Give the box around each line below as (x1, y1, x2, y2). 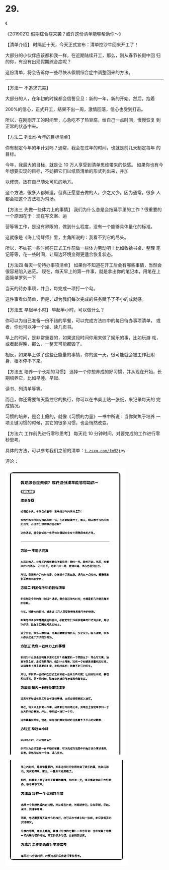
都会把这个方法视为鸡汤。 (5, 195, 58, 202)
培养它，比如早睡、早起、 (9, 374, 63, 381)
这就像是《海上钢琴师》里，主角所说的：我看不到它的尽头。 (5, 234, 129, 240)
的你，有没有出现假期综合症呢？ (5, 59, 71, 65)
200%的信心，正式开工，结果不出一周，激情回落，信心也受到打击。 (5, 106, 146, 112)
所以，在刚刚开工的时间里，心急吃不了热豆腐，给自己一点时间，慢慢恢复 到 (5, 117, 161, 123)
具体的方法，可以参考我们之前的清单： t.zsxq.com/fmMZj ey (5, 447, 126, 453)
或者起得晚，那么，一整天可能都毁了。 (5, 341, 84, 347)
